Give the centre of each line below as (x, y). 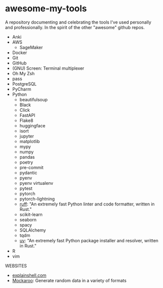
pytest (26, 188)
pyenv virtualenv (36, 183)
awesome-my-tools (46, 9)
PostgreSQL (24, 84)
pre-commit (31, 167)
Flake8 (26, 120)
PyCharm (22, 89)
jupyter (27, 136)
